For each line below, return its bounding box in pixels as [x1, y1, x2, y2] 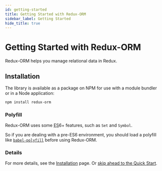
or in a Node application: [5, 90, 55, 96]
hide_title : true [5, 21, 40, 26]
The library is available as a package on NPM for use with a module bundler [5, 85, 157, 91]
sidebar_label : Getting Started [5, 16, 71, 21]
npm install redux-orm [5, 100, 51, 105]
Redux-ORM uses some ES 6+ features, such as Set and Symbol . [5, 123, 133, 128]
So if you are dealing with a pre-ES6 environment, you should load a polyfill [5, 132, 157, 138]
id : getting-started [5, 7, 47, 12]
